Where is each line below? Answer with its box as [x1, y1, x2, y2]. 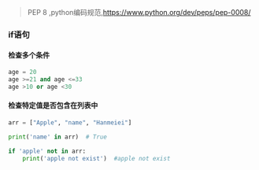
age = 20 [8, 68, 37, 76]
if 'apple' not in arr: [8, 147, 87, 155]
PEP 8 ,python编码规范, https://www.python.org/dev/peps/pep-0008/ [27, 8, 251, 17]
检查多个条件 [8, 50, 50, 60]
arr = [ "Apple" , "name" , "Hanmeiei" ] [8, 118, 132, 127]
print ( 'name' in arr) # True [8, 133, 108, 141]
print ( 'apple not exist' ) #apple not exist [22, 154, 171, 162]
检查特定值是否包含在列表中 [8, 101, 98, 110]
